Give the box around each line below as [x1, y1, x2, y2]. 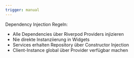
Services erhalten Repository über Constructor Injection [12, 41, 129, 48]
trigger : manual [5, 7, 39, 13]
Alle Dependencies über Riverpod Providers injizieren [12, 31, 124, 37]
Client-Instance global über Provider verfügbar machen [12, 47, 128, 53]
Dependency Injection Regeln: [5, 21, 68, 27]
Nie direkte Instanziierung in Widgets [12, 36, 90, 42]
